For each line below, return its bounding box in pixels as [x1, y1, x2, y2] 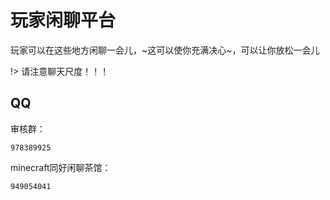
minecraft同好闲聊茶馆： [10, 161, 112, 173]
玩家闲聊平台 [10, 9, 117, 32]
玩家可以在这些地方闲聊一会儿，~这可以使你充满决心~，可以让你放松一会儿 [10, 44, 320, 56]
